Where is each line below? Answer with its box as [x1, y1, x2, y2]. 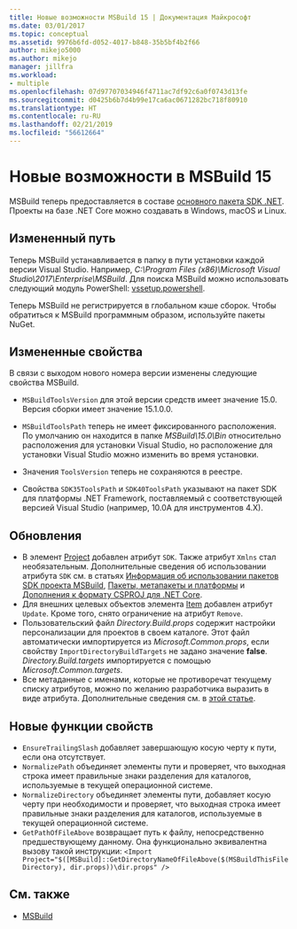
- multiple [9, 79, 50, 88]
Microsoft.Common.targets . [21, 665, 123, 675]
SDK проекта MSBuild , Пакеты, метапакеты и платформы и [21, 580, 246, 590]
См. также [9, 887, 71, 902]
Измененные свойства [9, 345, 144, 360]
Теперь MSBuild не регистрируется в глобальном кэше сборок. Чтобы [9, 300, 277, 310]
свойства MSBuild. [9, 378, 80, 388]
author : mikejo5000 [9, 46, 82, 55]
